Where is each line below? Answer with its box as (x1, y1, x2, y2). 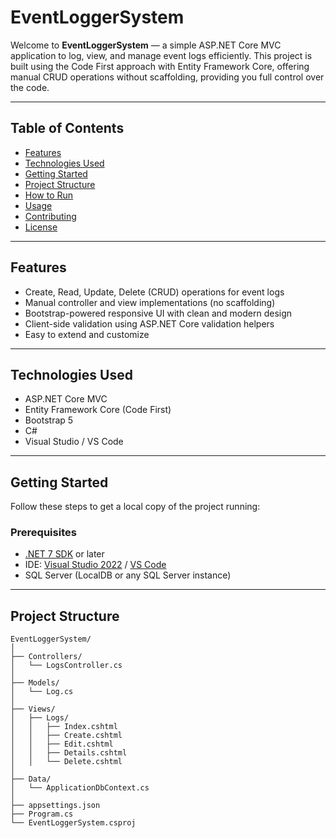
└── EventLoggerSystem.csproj (10, 818, 137, 828)
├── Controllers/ (10, 652, 83, 662)
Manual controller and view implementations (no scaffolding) (24, 296, 276, 308)
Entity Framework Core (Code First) (24, 404, 172, 416)
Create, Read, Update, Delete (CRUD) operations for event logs (24, 286, 285, 298)
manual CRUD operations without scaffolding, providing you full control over (10, 71, 325, 83)
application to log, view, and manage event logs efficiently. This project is (10, 49, 313, 61)
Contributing (24, 210, 77, 222)
